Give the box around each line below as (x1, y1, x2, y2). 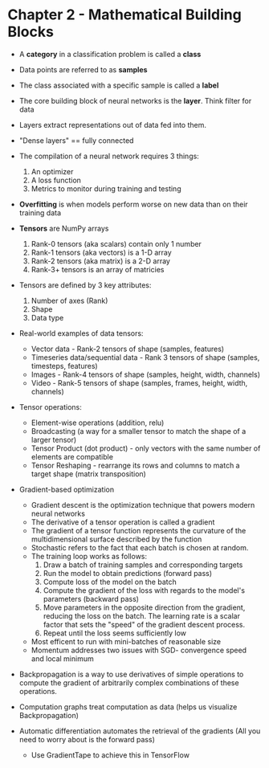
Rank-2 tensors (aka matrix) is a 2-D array (31, 255, 170, 266)
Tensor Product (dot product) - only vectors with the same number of (31, 443, 261, 453)
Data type (31, 313, 64, 322)
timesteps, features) (31, 361, 98, 370)
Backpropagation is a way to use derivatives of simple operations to (18, 669, 244, 679)
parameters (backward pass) (43, 594, 140, 603)
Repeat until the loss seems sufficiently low (43, 628, 186, 638)
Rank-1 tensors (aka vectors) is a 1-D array (31, 247, 172, 257)
